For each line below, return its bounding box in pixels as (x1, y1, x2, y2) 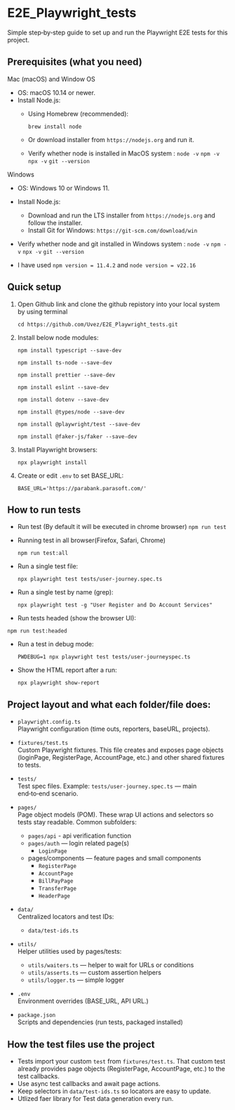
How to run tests (7, 504, 81, 516)
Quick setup (7, 281, 62, 293)
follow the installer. (27, 218, 83, 227)
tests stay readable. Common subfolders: (17, 818, 137, 827)
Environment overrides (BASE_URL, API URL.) (17, 997, 149, 1005)
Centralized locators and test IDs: (17, 912, 114, 921)
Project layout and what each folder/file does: (7, 698, 211, 710)
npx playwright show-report (17, 680, 100, 687)
